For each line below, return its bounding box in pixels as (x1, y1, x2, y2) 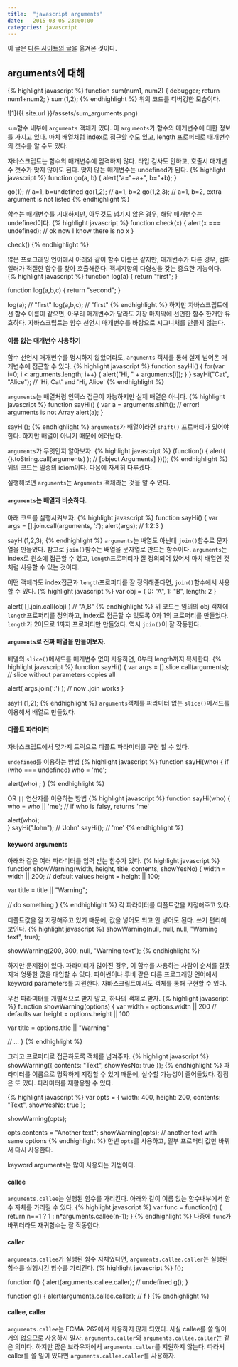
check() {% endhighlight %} (7, 240, 90, 249)
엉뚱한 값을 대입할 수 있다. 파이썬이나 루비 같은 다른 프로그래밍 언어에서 (20, 970, 218, 979)
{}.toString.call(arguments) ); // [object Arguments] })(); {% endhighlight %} (7, 455, 229, 463)
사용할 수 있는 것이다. (20, 562, 80, 571)
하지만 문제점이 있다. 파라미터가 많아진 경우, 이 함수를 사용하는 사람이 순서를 (7, 961, 218, 970)
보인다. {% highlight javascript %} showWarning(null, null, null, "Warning (7, 924, 218, 934)
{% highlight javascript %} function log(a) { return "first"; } (7, 272, 178, 281)
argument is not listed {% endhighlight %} (7, 195, 130, 204)
